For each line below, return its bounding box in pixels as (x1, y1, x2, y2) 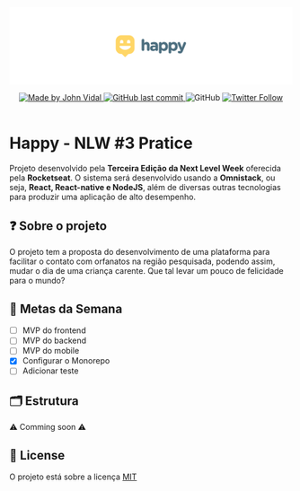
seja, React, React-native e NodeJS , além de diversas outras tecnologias (9, 181, 281, 192)
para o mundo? (9, 276, 66, 286)
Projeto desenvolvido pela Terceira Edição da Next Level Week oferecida (9, 162, 281, 173)
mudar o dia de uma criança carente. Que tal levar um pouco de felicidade (9, 266, 285, 276)
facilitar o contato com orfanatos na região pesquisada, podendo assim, (9, 256, 276, 267)
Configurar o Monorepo (22, 355, 110, 366)
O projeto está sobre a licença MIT (9, 471, 137, 482)
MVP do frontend (22, 325, 87, 336)
